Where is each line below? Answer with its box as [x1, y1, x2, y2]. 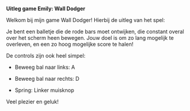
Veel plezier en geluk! [6, 98, 59, 105]
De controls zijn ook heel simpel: [6, 52, 86, 59]
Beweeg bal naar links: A [14, 64, 75, 71]
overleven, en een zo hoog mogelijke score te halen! [6, 41, 134, 47]
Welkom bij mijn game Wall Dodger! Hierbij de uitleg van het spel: [6, 17, 165, 23]
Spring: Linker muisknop [14, 87, 75, 94]
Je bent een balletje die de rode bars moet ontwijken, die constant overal [6, 28, 185, 35]
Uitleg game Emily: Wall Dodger [6, 5, 86, 12]
